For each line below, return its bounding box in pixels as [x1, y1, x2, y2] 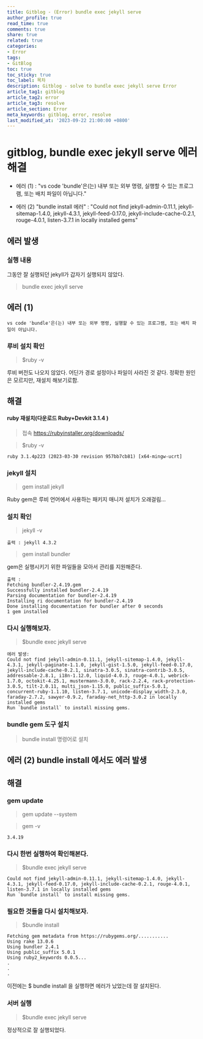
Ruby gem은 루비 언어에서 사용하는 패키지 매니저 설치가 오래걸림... [7, 495, 166, 503]
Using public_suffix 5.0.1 [7, 950, 76, 956]
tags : [7, 55, 21, 61]
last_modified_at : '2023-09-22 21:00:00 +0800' [7, 117, 131, 123]
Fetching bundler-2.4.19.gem [7, 582, 81, 588]
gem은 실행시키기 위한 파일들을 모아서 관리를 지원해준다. [7, 563, 142, 571]
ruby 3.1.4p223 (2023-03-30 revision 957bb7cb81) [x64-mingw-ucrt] [7, 453, 183, 460]
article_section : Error [7, 105, 68, 112]
